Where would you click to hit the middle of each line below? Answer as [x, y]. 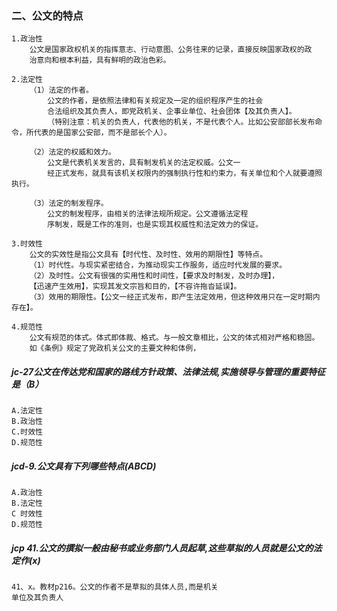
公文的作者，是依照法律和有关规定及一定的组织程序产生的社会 [155, 101]
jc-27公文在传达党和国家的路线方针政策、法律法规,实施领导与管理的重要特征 [168, 371]
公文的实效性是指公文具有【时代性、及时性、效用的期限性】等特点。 [148, 255]
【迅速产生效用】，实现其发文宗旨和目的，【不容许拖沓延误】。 [135, 287]
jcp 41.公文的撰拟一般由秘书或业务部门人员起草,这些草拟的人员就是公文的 [162, 548]
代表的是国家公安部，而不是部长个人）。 [102, 133]
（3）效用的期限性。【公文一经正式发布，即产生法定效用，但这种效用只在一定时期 [171, 297]
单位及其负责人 [37, 598]
